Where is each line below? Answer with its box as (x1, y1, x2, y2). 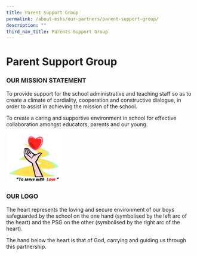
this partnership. (6, 243, 47, 250)
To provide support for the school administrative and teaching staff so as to (6, 90, 192, 97)
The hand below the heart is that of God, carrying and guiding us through (6, 236, 186, 243)
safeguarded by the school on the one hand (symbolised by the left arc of (6, 212, 187, 220)
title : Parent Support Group (6, 10, 79, 16)
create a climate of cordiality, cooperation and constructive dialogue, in (6, 96, 181, 103)
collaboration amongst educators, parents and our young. (6, 120, 148, 128)
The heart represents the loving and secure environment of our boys (6, 206, 175, 213)
